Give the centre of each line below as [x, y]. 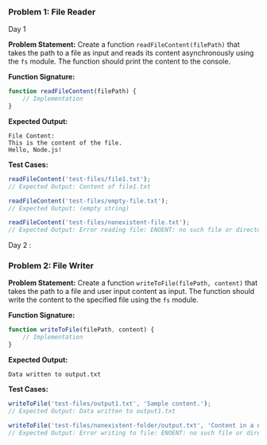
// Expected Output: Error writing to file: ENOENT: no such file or [126, 433]
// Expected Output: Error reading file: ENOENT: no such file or [120, 230]
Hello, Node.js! [35, 149]
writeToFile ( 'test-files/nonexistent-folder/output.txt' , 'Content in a [131, 425]
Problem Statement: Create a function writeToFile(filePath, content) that [133, 283]
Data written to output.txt [55, 375]
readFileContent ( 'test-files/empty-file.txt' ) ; [89, 201]
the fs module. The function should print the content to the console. [120, 61]
